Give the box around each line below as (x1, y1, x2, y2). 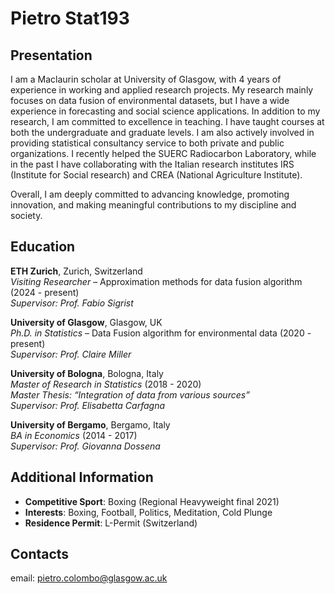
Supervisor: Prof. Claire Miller (10, 348, 132, 360)
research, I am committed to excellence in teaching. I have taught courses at (10, 116, 325, 127)
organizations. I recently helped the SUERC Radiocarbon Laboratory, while (10, 148, 317, 159)
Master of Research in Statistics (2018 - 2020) (10, 378, 202, 390)
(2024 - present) (10, 286, 80, 298)
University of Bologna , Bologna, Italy (10, 367, 164, 379)
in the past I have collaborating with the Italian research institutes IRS (10, 158, 295, 170)
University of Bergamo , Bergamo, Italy (10, 418, 171, 431)
